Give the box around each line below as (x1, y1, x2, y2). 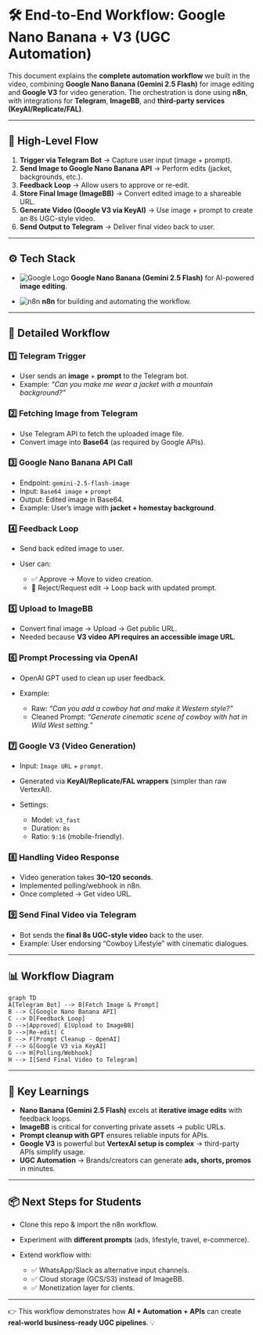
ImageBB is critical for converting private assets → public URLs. (19, 1122, 226, 1132)
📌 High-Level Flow (8, 134, 99, 148)
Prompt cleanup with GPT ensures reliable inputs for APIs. (19, 1131, 209, 1140)
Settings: (19, 800, 49, 809)
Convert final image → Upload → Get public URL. (19, 624, 178, 633)
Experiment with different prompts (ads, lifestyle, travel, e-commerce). (19, 1235, 250, 1245)
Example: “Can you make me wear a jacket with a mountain (19, 380, 214, 389)
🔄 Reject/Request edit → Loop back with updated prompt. (31, 583, 217, 593)
